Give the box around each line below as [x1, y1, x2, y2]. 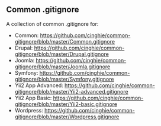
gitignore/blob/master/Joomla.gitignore [14, 63, 111, 70]
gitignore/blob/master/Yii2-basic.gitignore [14, 100, 117, 108]
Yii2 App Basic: [14, 94, 52, 101]
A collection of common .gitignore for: [6, 20, 99, 27]
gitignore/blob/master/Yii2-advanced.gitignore [14, 88, 128, 95]
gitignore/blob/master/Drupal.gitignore [14, 50, 110, 58]
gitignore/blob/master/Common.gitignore [14, 38, 115, 45]
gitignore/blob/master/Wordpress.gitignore [14, 113, 120, 120]
